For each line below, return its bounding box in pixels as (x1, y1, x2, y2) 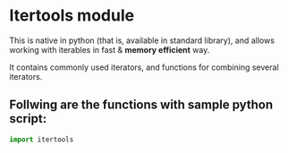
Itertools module (9, 5, 135, 26)
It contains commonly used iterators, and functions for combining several (9, 62, 279, 72)
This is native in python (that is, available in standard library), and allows (9, 35, 275, 46)
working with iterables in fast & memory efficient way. (9, 44, 210, 55)
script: (9, 111, 47, 126)
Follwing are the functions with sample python (9, 98, 274, 113)
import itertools (9, 135, 74, 144)
